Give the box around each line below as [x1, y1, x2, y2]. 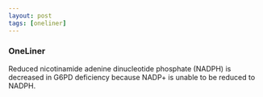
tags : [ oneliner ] [8, 19, 67, 27]
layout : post [8, 11, 52, 20]
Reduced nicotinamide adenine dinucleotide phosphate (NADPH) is [8, 63, 232, 73]
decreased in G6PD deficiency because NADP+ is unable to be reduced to [8, 72, 256, 82]
